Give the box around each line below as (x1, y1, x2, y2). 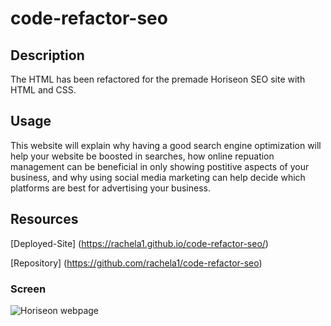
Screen (10, 282, 47, 296)
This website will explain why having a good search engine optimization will (10, 139, 322, 151)
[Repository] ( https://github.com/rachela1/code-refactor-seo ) (10, 257, 263, 269)
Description (10, 47, 85, 64)
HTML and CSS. (10, 84, 77, 96)
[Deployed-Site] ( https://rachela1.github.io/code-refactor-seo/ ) (10, 237, 269, 249)
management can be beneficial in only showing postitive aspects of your (10, 160, 310, 172)
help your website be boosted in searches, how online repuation (10, 150, 275, 162)
